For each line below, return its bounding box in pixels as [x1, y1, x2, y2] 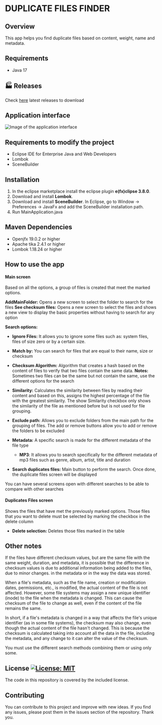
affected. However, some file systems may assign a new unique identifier [5, 590, 151, 596]
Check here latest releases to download [5, 97, 84, 103]
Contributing [5, 691, 44, 699]
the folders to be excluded [12, 428, 65, 434]
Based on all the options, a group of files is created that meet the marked [5, 285, 150, 290]
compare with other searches [5, 486, 64, 492]
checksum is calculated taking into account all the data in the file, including [5, 630, 155, 636]
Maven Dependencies [5, 223, 73, 231]
